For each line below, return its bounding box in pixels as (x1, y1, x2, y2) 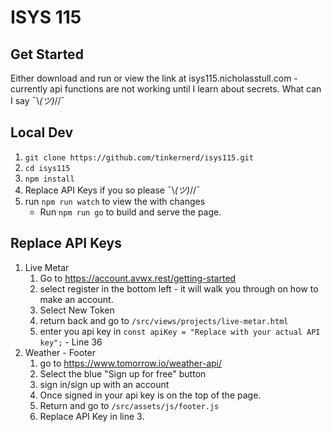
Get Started (10, 46, 84, 63)
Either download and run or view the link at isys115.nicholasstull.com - (10, 72, 298, 84)
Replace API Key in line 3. (39, 410, 145, 422)
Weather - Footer (24, 346, 97, 358)
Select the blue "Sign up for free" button (39, 367, 207, 380)
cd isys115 (24, 163, 71, 173)
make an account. (39, 293, 114, 305)
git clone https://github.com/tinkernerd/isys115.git (24, 152, 254, 163)
